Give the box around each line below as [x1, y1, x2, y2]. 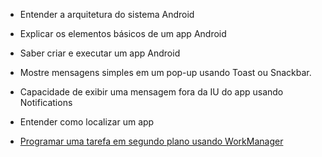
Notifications [19, 97, 73, 108]
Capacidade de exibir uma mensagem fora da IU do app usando [19, 86, 284, 98]
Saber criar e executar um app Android [19, 47, 181, 59]
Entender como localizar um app [19, 116, 155, 128]
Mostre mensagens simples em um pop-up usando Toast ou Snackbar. [19, 67, 312, 78]
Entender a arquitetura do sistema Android [19, 9, 195, 20]
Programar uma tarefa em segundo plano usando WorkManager [19, 135, 284, 147]
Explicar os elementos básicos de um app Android [19, 28, 227, 39]
